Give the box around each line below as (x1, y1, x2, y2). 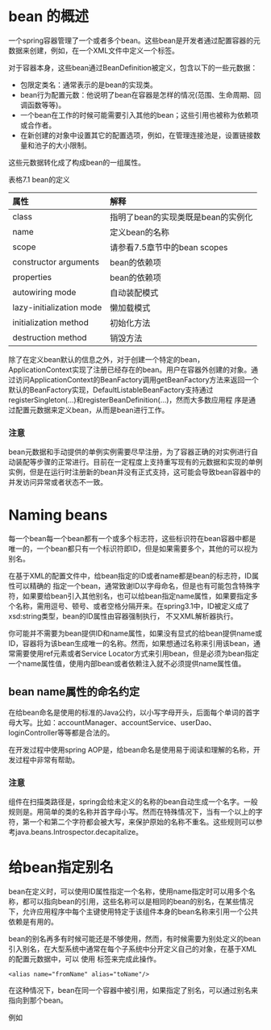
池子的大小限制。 (34, 140, 91, 150)
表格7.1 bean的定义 (8, 174, 70, 184)
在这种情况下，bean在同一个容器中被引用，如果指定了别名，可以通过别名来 (8, 986, 259, 995)
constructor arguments (12, 256, 99, 267)
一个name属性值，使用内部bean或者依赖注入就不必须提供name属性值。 (8, 659, 246, 669)
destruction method (12, 332, 87, 343)
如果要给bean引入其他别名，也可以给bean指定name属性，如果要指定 (22, 591, 252, 601)
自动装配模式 (110, 287, 159, 298)
